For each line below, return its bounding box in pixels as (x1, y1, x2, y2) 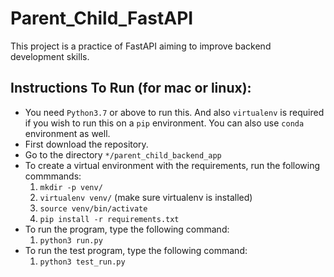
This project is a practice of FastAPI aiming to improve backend (10, 40, 272, 52)
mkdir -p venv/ (39, 182, 103, 192)
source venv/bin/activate (39, 203, 148, 214)
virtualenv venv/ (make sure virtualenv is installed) (39, 191, 253, 203)
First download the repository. (24, 138, 149, 150)
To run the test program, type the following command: (24, 244, 248, 256)
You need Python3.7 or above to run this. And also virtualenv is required (24, 106, 325, 118)
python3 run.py (39, 235, 103, 246)
